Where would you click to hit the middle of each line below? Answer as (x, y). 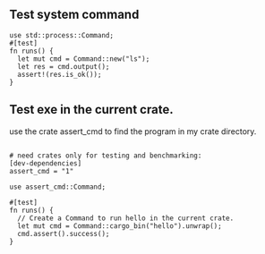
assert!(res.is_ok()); (60, 74)
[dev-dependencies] (46, 163)
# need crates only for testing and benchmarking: (106, 156)
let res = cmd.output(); (64, 66)
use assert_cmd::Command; (57, 187)
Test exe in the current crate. (91, 110)
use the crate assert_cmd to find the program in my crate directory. (133, 131)
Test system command (74, 15)
